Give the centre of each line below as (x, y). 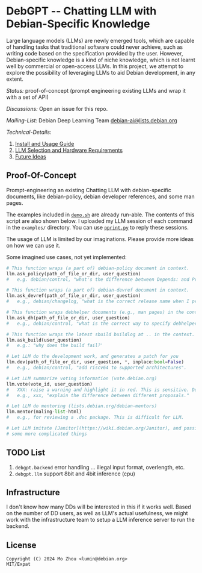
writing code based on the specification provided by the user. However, (95, 53)
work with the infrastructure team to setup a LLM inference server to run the (101, 520)
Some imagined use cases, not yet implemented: (66, 257)
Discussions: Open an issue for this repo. (57, 108)
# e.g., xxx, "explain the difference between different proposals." (98, 395)
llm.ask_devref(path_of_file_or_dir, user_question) (74, 296)
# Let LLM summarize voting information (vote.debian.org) (82, 378)
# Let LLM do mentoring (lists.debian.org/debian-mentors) (82, 406)
